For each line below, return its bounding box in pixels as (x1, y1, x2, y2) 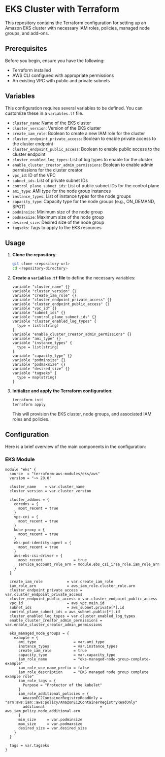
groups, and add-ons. (5, 30, 49, 36)
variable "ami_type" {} (12, 336, 62, 341)
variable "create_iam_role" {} (12, 293, 77, 298)
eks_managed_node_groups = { (9, 631, 69, 636)
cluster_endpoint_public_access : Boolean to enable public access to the (12, 146, 160, 152)
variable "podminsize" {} (12, 358, 66, 363)
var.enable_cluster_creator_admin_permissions (5, 622, 102, 627)
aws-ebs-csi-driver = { (14, 553, 63, 558)
